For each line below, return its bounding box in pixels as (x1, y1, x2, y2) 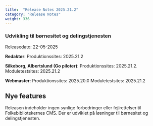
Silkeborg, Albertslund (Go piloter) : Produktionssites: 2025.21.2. (5, 63, 138, 69)
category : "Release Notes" (5, 12, 61, 17)
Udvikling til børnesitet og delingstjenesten (5, 32, 111, 39)
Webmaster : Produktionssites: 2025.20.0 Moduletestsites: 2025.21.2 (5, 77, 146, 84)
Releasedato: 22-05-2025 (5, 44, 58, 50)
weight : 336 (5, 16, 30, 21)
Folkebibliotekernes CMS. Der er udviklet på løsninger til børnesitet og (5, 110, 149, 116)
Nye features (5, 92, 46, 100)
